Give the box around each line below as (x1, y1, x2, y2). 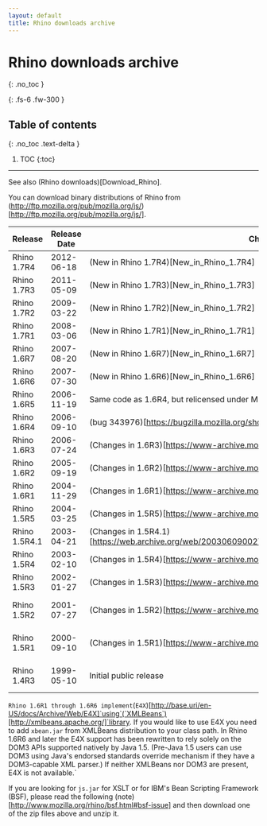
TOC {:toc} (19, 154, 56, 164)
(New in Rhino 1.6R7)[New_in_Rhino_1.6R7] (89, 348, 255, 359)
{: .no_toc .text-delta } (8, 139, 80, 149)
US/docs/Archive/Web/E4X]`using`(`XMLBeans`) (8, 709, 167, 719)
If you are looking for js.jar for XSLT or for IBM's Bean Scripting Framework (8, 784, 259, 793)
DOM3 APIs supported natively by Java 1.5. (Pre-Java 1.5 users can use (8, 743, 242, 752)
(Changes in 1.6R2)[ (89, 463, 166, 474)
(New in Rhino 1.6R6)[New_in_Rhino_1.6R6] (89, 371, 255, 382)
